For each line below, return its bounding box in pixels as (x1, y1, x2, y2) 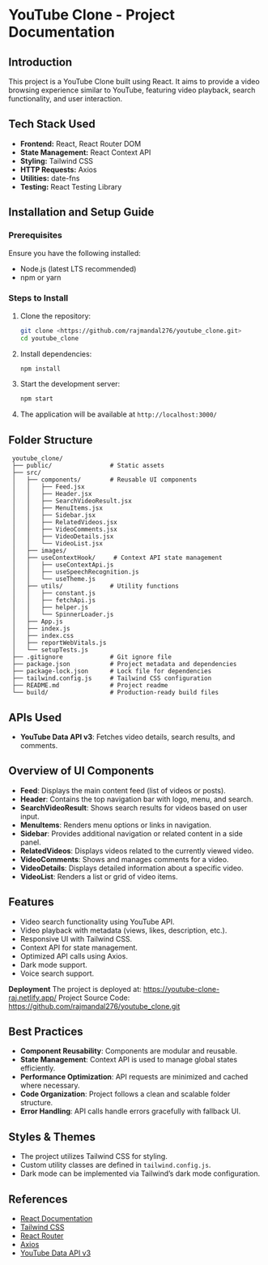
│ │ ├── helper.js (11, 604, 89, 612)
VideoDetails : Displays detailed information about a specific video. (19, 863, 245, 873)
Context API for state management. (19, 942, 138, 952)
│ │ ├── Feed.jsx (11, 483, 85, 491)
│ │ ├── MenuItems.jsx (11, 504, 104, 512)
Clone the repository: (19, 310, 91, 321)
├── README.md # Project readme (11, 682, 168, 690)
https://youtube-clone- (143, 984, 220, 994)
